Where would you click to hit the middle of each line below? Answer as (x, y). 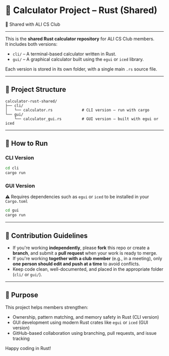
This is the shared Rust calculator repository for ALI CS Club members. (80, 39)
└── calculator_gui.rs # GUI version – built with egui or (86, 119)
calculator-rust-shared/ (31, 101)
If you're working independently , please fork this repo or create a (81, 248)
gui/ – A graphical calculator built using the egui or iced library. (78, 59)
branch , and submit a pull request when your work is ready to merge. (85, 253)
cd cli (12, 168)
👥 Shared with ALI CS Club (33, 24)
